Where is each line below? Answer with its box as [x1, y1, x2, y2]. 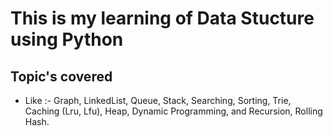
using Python [10, 28, 124, 51]
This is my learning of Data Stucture [10, 7, 315, 30]
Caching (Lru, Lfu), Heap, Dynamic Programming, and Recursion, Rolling [24, 105, 323, 117]
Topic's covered [10, 68, 113, 85]
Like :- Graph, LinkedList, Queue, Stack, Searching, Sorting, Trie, [24, 95, 292, 106]
